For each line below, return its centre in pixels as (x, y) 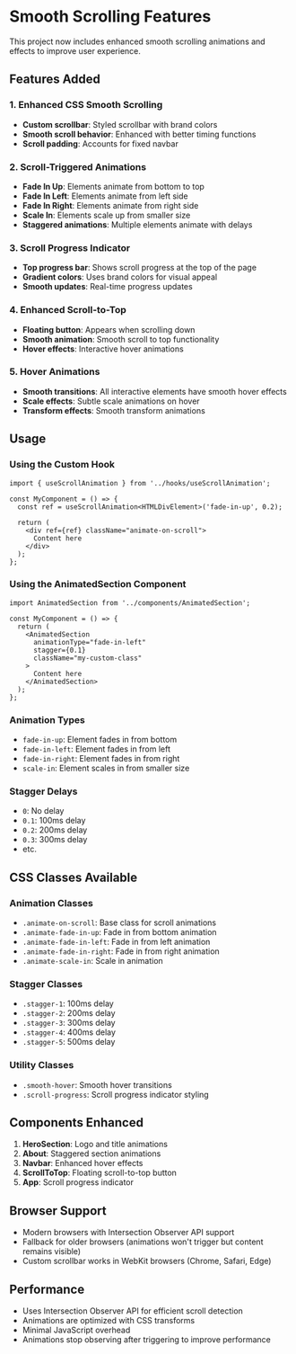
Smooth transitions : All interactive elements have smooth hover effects (154, 391)
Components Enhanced (76, 1122)
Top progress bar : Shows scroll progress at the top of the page (139, 268)
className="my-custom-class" (87, 658)
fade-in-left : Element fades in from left (96, 749)
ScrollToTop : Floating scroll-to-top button (100, 1173)
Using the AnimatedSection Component (98, 584)
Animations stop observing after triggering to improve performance (146, 1340)
